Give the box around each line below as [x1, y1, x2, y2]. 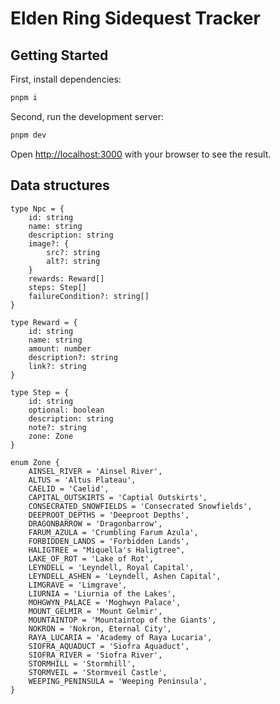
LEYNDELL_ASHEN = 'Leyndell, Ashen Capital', [28, 571, 222, 581]
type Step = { [10, 387, 70, 397]
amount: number [28, 343, 92, 354]
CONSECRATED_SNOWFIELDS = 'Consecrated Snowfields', [28, 501, 253, 511]
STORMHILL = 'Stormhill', [28, 658, 137, 669]
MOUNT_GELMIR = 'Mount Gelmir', [28, 606, 163, 616]
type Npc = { [10, 203, 65, 214]
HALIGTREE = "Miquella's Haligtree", [28, 545, 186, 555]
